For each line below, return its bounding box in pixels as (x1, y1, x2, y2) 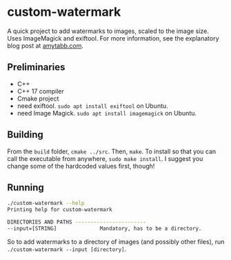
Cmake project (17, 94, 59, 102)
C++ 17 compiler (17, 87, 64, 95)
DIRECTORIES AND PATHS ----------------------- (7, 219, 147, 226)
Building (7, 129, 43, 141)
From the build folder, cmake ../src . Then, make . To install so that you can (7, 147, 217, 155)
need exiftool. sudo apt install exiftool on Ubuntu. (17, 101, 169, 110)
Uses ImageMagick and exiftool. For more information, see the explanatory (7, 34, 219, 42)
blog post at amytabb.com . (7, 41, 84, 50)
